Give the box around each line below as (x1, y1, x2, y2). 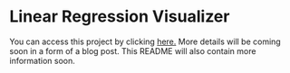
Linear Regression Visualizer (9, 6, 230, 27)
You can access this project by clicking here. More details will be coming (9, 36, 281, 47)
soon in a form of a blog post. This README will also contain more (9, 45, 256, 56)
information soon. (9, 55, 75, 66)
